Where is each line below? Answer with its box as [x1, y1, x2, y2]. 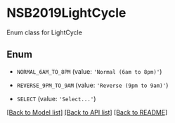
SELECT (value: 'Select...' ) [16, 94, 96, 103]
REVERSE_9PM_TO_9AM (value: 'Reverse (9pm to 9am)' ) [16, 81, 169, 89]
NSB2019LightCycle [6, 5, 127, 21]
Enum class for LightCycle [6, 28, 82, 37]
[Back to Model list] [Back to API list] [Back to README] [6, 108, 168, 117]
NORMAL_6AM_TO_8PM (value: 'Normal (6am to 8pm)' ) [16, 67, 162, 75]
